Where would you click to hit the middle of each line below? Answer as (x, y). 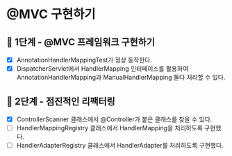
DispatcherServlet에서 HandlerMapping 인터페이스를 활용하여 (102, 69)
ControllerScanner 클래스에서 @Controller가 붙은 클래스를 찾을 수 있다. (114, 119)
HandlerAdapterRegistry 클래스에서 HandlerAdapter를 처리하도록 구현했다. (120, 146)
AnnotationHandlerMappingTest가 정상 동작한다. (84, 60)
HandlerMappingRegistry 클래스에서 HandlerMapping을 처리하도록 (109, 128)
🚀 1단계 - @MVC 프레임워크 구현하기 (81, 42)
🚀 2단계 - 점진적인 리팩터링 (61, 101)
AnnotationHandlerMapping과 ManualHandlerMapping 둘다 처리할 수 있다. (121, 78)
